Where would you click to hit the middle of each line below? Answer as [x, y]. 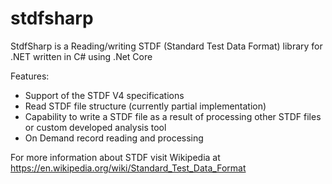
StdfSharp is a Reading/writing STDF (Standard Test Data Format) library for [166, 46]
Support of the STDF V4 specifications [104, 95]
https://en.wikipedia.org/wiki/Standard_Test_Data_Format [128, 168]
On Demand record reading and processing [114, 138]
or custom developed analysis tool [95, 127]
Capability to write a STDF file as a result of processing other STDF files [173, 116]
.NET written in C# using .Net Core [81, 56]
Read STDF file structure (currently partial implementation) [145, 106]
